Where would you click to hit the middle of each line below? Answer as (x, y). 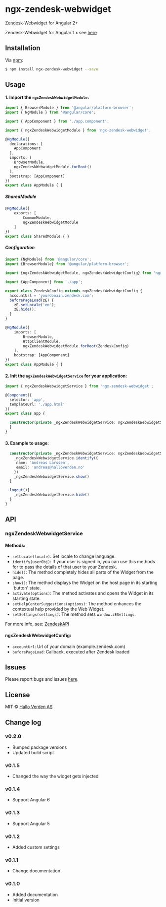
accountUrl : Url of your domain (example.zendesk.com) (69, 647)
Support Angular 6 (31, 800)
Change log (23, 722)
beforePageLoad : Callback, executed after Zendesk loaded (71, 651)
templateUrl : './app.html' (37, 404)
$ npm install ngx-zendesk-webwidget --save (52, 69)
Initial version (26, 900)
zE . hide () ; (25, 309)
